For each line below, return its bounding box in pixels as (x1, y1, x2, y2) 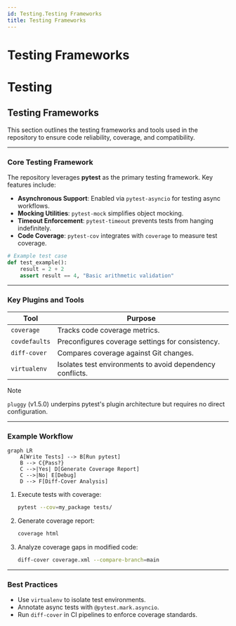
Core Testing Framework (7, 157, 93, 167)
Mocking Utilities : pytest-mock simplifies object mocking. (17, 208, 184, 218)
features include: (7, 180, 56, 189)
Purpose (126, 313, 156, 323)
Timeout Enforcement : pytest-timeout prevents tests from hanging (17, 216, 214, 225)
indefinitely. (17, 224, 51, 232)
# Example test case (7, 252, 68, 260)
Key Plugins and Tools (7, 295, 84, 305)
